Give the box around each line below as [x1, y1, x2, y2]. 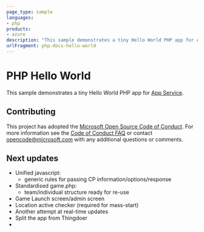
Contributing [6, 107, 56, 117]
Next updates [6, 153, 59, 164]
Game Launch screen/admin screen [15, 195, 105, 202]
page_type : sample [6, 9, 53, 15]
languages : [6, 15, 34, 21]
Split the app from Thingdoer [15, 214, 88, 222]
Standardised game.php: [15, 182, 77, 189]
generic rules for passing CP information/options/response [24, 176, 172, 183]
